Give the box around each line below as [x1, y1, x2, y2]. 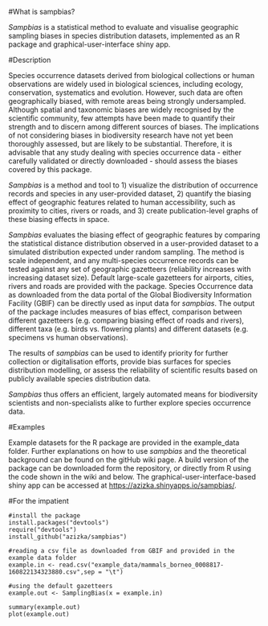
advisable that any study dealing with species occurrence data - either [8, 148, 242, 157]
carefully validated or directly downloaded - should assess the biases [8, 156, 238, 166]
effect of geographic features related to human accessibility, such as [8, 197, 236, 207]
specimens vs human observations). [8, 333, 128, 342]
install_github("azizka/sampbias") [8, 533, 128, 541]
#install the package [8, 512, 81, 520]
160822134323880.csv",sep [8, 568, 95, 576]
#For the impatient [8, 496, 70, 505]
